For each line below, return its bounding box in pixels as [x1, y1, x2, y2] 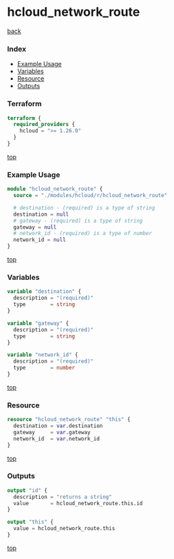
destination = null [13, 211, 69, 218]
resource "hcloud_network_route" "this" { [7, 416, 131, 423]
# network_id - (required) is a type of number [13, 230, 153, 237]
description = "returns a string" [13, 494, 112, 500]
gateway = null [13, 223, 57, 231]
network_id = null [13, 236, 67, 243]
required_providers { [13, 121, 76, 128]
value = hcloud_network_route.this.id [13, 500, 143, 507]
